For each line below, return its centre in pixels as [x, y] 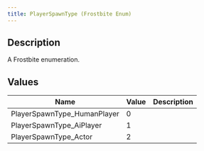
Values [23, 82]
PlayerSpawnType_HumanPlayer [65, 114]
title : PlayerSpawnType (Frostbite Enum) [70, 14]
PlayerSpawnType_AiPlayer [57, 125]
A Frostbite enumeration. [44, 60]
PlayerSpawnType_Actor [52, 137]
